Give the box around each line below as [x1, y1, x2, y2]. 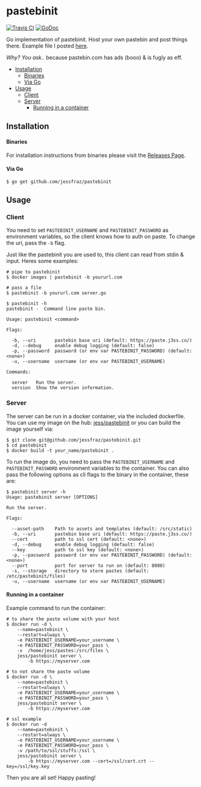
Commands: [6, 369, 31, 375]
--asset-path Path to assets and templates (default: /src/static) [11, 525, 193, 532]
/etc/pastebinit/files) [6, 573, 66, 579]
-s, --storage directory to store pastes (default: [11, 567, 149, 574]
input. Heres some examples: [6, 258, 79, 265]
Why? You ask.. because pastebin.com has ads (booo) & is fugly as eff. [6, 54, 182, 61]
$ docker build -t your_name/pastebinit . [6, 447, 114, 454]
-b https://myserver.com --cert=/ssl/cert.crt [28, 758, 147, 764]
